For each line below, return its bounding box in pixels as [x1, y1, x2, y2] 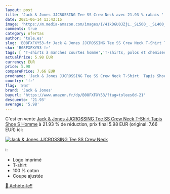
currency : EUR [5, 59, 35, 64]
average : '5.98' [5, 102, 39, 107]
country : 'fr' [5, 78, 35, 83]
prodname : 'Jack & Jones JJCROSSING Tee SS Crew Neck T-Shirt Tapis [5, 74, 155, 79]
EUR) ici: [5, 126, 23, 133]
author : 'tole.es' [5, 36, 44, 41]
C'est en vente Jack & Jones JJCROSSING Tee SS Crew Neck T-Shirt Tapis [5, 116, 162, 122]
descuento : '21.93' [5, 97, 47, 102]
